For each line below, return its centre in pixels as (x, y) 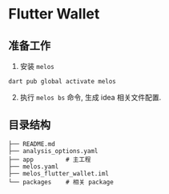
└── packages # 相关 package (61, 182)
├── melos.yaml (34, 166)
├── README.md (32, 144)
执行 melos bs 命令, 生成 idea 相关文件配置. (91, 97)
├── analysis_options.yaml (53, 151)
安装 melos (37, 66)
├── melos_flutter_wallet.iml (59, 173)
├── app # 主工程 (50, 160)
